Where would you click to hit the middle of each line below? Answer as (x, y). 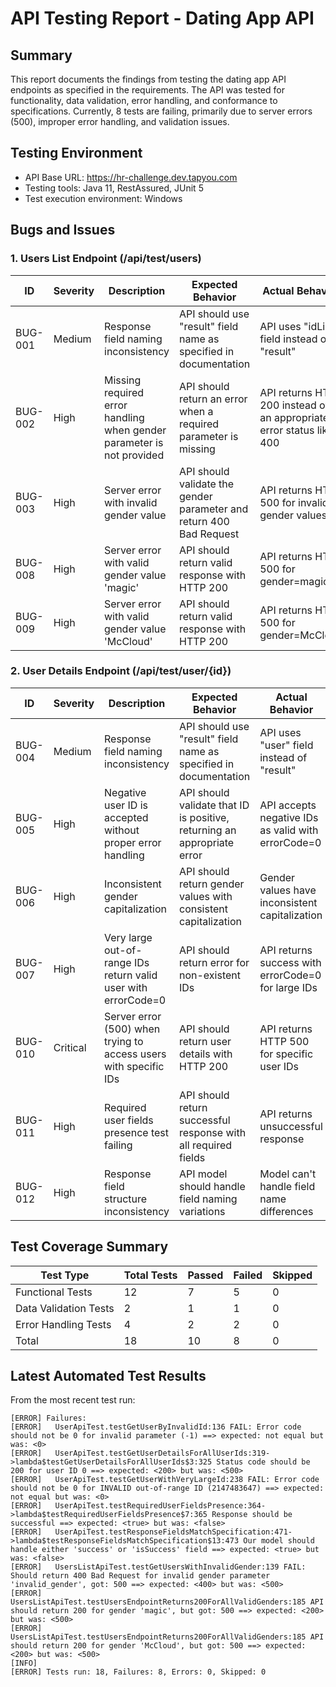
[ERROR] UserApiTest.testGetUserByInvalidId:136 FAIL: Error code (156, 1427)
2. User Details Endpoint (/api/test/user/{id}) (121, 671)
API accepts (288, 805)
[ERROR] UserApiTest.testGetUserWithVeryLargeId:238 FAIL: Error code (165, 1480)
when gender (135, 430)
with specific (134, 1066)
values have (288, 890)
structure (126, 1199)
